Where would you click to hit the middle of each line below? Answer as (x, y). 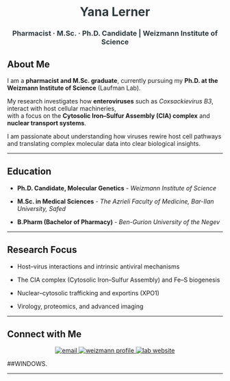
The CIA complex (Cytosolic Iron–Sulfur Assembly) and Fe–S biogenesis (118, 280)
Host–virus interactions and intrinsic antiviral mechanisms (98, 266)
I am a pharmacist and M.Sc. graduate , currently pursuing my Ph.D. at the (113, 80)
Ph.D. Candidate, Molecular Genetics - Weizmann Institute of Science (117, 188)
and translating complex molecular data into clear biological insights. (104, 143)
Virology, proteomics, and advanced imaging (80, 306)
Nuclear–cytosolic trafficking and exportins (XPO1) (88, 293)
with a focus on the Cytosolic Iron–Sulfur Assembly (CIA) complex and (108, 115)
